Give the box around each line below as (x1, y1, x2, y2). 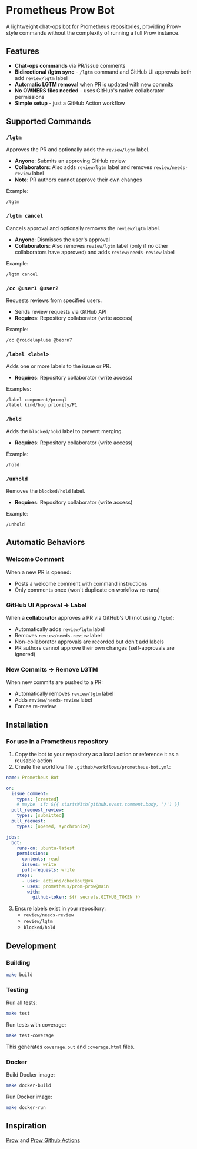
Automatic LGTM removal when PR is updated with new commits (14, 81, 173, 88)
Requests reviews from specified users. (6, 297, 102, 304)
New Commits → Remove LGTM (6, 665, 98, 673)
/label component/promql (6, 397, 67, 403)
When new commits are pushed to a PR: (6, 679, 103, 686)
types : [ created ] (16, 796, 59, 802)
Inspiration (6, 1121, 47, 1131)
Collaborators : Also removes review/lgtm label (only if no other (14, 242, 169, 249)
